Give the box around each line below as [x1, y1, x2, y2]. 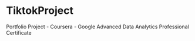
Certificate [6, 29, 32, 36]
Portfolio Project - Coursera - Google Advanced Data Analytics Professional [6, 23, 189, 30]
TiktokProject [6, 4, 73, 17]
